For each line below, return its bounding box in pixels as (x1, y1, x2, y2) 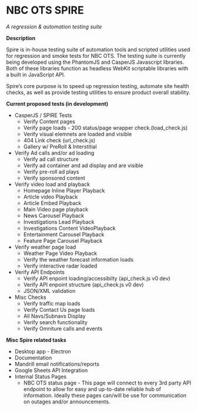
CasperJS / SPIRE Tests (14, 112, 72, 119)
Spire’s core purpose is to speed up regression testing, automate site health (6, 82, 189, 89)
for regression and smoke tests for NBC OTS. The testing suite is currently (6, 52, 186, 59)
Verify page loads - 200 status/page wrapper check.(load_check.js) (23, 124, 188, 131)
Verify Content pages (23, 118, 75, 125)
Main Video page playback (23, 206, 88, 213)
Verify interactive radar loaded (23, 262, 98, 269)
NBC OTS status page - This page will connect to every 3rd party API (23, 379, 191, 386)
